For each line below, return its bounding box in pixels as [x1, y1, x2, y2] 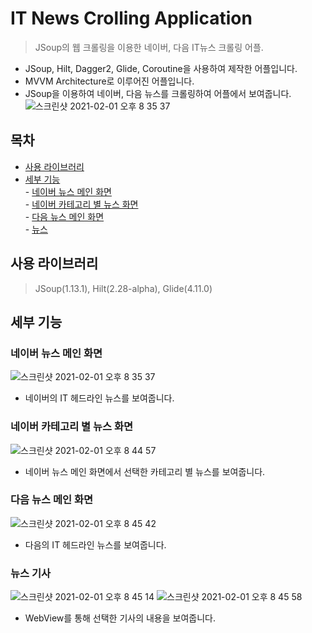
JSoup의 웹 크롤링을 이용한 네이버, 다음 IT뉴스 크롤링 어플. [34, 41, 264, 53]
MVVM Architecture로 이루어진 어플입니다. [24, 75, 195, 87]
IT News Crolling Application [10, 7, 253, 30]
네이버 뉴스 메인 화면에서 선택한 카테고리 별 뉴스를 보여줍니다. [24, 465, 266, 477]
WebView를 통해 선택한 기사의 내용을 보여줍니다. [24, 612, 217, 624]
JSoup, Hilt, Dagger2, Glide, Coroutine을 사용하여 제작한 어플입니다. [24, 62, 298, 74]
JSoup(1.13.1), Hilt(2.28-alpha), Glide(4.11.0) [34, 282, 213, 294]
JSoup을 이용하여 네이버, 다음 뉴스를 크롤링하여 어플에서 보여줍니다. [24, 87, 292, 99]
